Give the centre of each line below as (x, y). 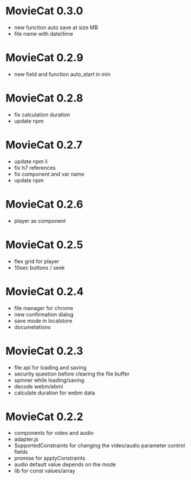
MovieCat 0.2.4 (45, 291)
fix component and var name (49, 174)
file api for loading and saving (50, 367)
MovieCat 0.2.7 (44, 145)
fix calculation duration (42, 115)
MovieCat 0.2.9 (44, 58)
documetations (33, 327)
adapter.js (26, 439)
